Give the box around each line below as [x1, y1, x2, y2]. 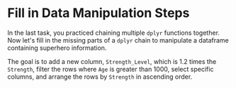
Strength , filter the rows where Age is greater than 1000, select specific [7, 65, 214, 73]
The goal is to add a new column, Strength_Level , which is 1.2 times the [7, 57, 217, 65]
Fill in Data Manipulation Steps [7, 5, 190, 21]
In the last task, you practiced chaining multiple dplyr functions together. [7, 28, 220, 37]
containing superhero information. [7, 43, 107, 52]
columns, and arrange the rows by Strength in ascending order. [7, 72, 193, 81]
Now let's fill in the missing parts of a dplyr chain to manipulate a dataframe [7, 35, 229, 44]
